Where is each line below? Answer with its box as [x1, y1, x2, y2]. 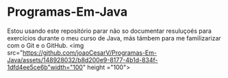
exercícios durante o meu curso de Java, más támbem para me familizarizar [7, 34, 221, 42]
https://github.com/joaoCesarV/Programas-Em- [23, 49, 157, 57]
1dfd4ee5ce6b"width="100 [7, 63, 84, 71]
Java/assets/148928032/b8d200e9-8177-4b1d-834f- [7, 55, 159, 64]
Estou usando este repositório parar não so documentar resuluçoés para [7, 27, 212, 35]
